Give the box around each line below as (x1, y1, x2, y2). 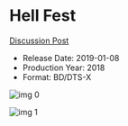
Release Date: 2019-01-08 (22, 52, 120, 63)
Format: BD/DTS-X (22, 71, 92, 82)
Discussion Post (9, 35, 69, 46)
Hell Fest (9, 5, 77, 26)
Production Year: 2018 (22, 62, 105, 73)
